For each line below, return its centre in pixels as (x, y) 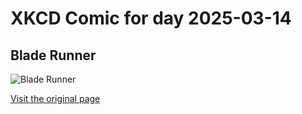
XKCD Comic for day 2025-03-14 (151, 18)
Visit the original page (55, 98)
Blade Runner (53, 55)
